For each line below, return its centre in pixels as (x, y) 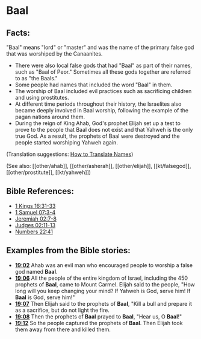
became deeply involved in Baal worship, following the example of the (101, 110)
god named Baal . (36, 271)
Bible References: (40, 191)
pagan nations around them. (50, 117)
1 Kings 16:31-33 (35, 205)
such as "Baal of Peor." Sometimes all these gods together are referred (103, 72)
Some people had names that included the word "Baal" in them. (94, 85)
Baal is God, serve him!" (45, 297)
